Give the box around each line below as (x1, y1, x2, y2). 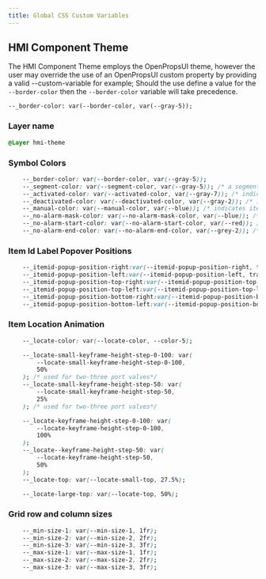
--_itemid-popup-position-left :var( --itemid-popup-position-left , (22, 271, 246, 279)
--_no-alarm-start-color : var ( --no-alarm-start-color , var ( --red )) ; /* (22, 219, 264, 228)
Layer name (8, 120, 55, 131)
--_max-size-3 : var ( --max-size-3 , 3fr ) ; (22, 563, 158, 572)
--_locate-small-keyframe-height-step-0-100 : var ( (22, 351, 193, 359)
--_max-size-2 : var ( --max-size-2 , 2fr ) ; (22, 556, 158, 564)
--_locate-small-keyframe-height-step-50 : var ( (22, 380, 182, 388)
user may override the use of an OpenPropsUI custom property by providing (8, 70, 257, 80)
